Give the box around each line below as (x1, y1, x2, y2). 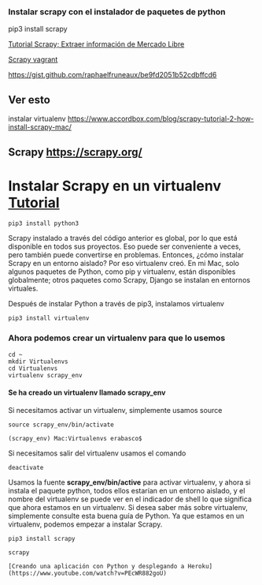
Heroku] (187, 562, 213, 570)
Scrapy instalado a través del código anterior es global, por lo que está (8, 234, 238, 243)
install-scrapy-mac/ (8, 122, 72, 132)
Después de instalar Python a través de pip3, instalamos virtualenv (8, 299, 224, 309)
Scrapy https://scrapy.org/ (8, 145, 143, 159)
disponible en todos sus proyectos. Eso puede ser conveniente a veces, (8, 242, 242, 251)
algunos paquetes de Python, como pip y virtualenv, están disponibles (8, 267, 236, 276)
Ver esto (8, 93, 51, 107)
